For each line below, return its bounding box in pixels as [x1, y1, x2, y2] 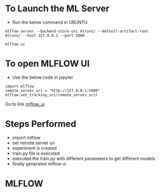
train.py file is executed [12, 150, 60, 156]
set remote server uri [12, 140, 55, 146]
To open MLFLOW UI [5, 58, 90, 69]
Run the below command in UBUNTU [12, 19, 88, 25]
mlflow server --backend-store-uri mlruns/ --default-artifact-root [5, 29, 149, 33]
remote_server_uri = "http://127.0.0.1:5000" [5, 88, 100, 93]
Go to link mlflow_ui [5, 101, 45, 107]
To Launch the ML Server [5, 3, 110, 14]
